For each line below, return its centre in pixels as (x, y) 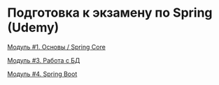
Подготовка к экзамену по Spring (110, 13)
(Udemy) (33, 28)
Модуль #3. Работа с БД (44, 60)
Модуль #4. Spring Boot (42, 74)
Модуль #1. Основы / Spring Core (57, 47)
